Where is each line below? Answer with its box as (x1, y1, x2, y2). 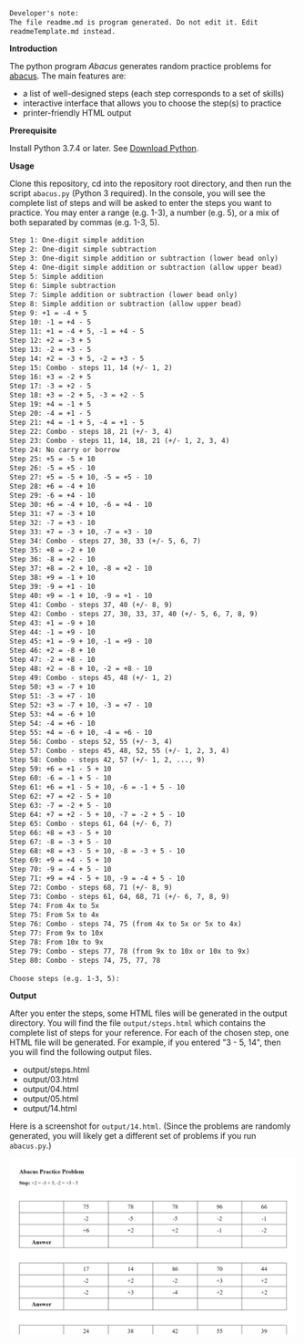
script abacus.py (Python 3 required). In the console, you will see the (9, 188, 266, 199)
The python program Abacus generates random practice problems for (9, 61, 272, 71)
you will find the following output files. (9, 1047, 152, 1057)
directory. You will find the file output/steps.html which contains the (9, 1018, 266, 1029)
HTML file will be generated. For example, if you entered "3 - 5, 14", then (9, 1037, 281, 1048)
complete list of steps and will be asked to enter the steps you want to (9, 198, 272, 208)
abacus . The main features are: (9, 70, 127, 81)
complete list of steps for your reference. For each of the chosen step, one (9, 1028, 289, 1038)
